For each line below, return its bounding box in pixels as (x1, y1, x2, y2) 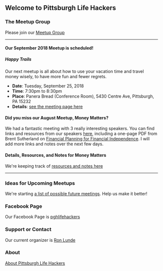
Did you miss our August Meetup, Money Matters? (5, 115, 109, 120)
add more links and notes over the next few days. (5, 141, 104, 147)
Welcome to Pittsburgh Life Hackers (5, 4, 116, 12)
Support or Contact (5, 226, 52, 233)
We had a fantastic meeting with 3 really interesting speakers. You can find (5, 126, 155, 132)
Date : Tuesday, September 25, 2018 (12, 83, 84, 89)
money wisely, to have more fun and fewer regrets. (5, 74, 107, 80)
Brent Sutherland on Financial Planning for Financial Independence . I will (5, 136, 150, 142)
